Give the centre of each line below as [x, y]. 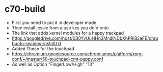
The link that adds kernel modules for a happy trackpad [68, 33]
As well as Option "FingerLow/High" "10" [53, 64]
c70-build [25, 9]
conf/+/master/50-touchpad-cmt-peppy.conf [57, 59]
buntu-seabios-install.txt [37, 43]
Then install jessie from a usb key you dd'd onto [60, 27]
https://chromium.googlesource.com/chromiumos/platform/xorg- [78, 54]
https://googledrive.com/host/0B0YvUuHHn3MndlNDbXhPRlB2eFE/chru [85, 38]
